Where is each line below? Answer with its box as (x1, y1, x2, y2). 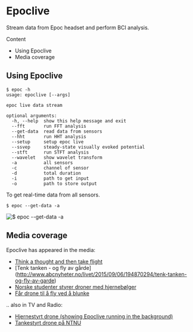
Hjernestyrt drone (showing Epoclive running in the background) (14, 312, 173, 320)
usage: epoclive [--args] (6, 91, 70, 98)
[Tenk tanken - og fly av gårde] (14, 264, 91, 271)
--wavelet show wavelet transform (11, 154, 102, 161)
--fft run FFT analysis (11, 123, 86, 129)
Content (6, 35, 26, 42)
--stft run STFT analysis (11, 149, 89, 155)
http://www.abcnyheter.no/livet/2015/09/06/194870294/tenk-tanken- (17, 270, 188, 278)
